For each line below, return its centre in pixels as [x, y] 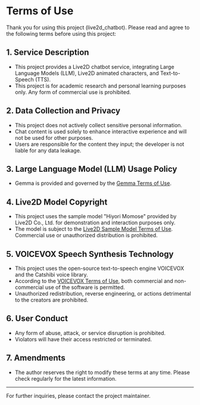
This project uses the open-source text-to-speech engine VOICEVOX [99, 268]
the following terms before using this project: [61, 33]
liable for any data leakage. [48, 150]
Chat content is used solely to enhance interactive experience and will [101, 131]
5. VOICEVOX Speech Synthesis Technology [90, 254]
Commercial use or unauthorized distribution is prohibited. [86, 236]
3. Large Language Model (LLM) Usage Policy [92, 169]
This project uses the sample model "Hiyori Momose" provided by [96, 216]
